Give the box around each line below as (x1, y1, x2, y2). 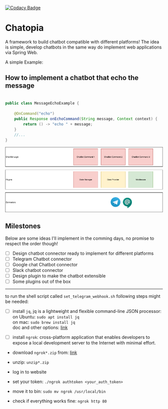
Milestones (5, 222, 41, 230)
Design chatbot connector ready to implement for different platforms (12, 250, 154, 256)
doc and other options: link (12, 324, 68, 330)
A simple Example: (5, 59, 43, 65)
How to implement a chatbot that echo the (5, 74, 139, 82)
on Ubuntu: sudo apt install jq (12, 314, 79, 320)
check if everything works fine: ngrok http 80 (12, 398, 107, 404)
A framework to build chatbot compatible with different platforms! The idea (5, 39, 159, 45)
